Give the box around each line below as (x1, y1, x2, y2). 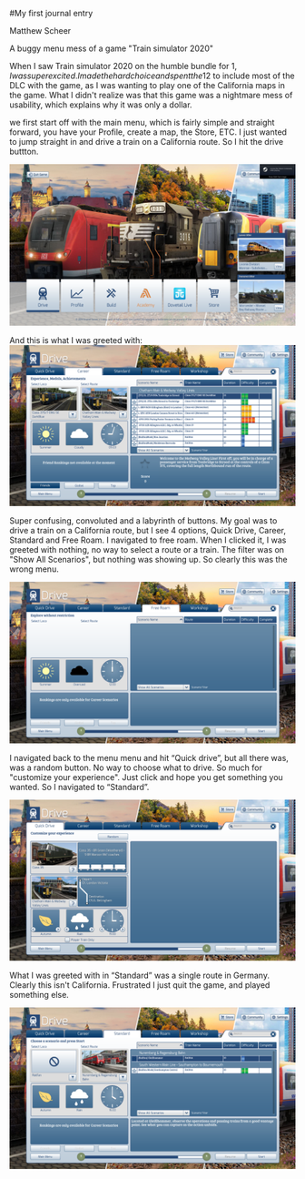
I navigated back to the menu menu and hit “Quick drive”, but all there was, (9, 752, 289, 763)
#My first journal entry (9, 8, 93, 18)
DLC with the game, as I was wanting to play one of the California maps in (9, 80, 286, 90)
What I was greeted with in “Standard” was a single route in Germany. (9, 970, 271, 981)
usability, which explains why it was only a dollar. (9, 99, 192, 110)
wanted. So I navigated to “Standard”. (9, 781, 150, 792)
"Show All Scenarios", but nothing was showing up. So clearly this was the (9, 554, 288, 564)
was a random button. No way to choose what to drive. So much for (9, 762, 263, 773)
